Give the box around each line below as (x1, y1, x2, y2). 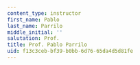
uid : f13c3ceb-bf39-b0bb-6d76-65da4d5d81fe (7, 48, 134, 55)
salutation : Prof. (7, 35, 60, 42)
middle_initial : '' (7, 28, 63, 36)
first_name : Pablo (7, 16, 60, 23)
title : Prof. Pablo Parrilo (7, 41, 88, 48)
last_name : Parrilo (7, 22, 63, 29)
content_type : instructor (7, 9, 81, 17)
